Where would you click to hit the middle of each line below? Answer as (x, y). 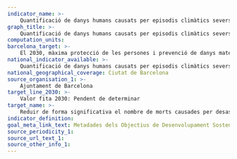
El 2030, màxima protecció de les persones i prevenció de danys (118, 53)
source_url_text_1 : (36, 138)
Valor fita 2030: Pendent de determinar (80, 99)
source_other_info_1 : (39, 145)
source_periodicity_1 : (41, 132)
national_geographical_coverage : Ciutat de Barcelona (88, 72)
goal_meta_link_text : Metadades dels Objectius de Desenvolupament (109, 125)
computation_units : (36, 40)
